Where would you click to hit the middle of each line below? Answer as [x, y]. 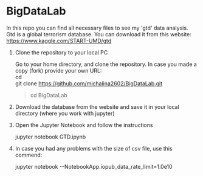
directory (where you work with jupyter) [65, 113]
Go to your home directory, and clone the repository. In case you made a [106, 64]
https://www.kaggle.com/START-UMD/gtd [59, 41]
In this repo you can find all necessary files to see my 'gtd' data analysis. [97, 28]
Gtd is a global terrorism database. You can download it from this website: [99, 34]
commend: [29, 155]
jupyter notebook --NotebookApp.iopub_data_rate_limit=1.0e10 [94, 166]
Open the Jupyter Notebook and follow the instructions [84, 125]
